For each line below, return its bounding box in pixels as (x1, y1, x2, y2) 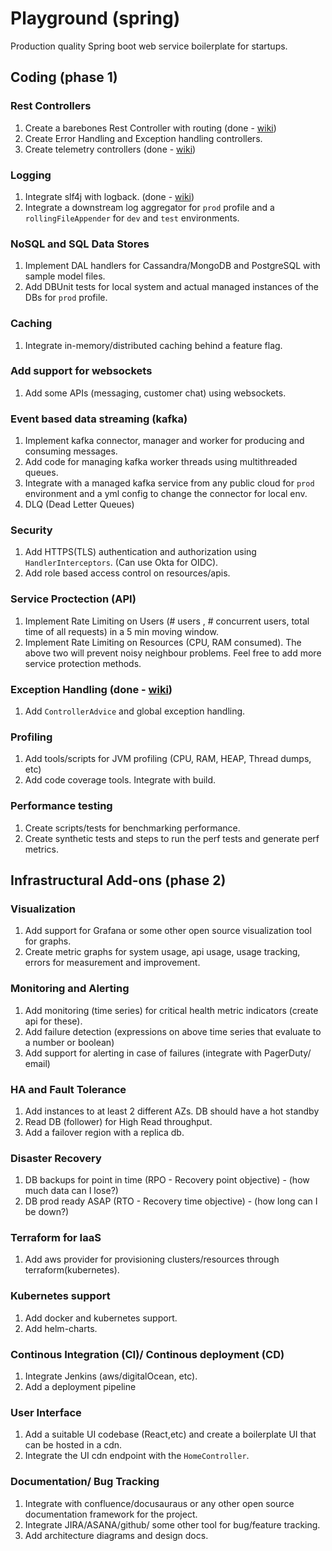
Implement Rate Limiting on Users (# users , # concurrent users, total (24, 615, 310, 627)
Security (10, 523, 53, 537)
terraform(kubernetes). (24, 1264, 120, 1276)
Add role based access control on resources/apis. (24, 567, 231, 579)
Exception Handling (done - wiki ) (10, 682, 173, 696)
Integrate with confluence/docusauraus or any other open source (24, 1497, 295, 1509)
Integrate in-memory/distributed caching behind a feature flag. (24, 339, 283, 351)
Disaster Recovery (10, 1151, 102, 1165)
